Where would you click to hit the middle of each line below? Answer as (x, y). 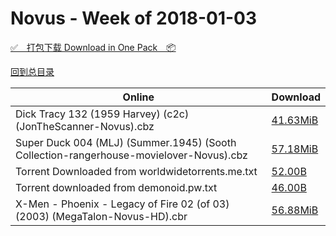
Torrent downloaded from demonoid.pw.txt (116, 187)
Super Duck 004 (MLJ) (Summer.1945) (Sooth (126, 142)
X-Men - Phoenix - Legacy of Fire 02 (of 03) (122, 204)
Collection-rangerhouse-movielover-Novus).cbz (131, 155)
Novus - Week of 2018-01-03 (134, 18)
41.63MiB (295, 120)
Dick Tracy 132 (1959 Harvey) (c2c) (102, 114)
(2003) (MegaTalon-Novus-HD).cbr (101, 216)
